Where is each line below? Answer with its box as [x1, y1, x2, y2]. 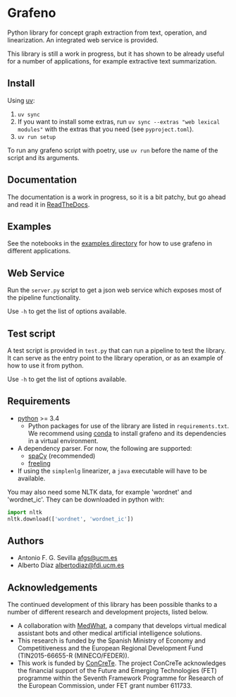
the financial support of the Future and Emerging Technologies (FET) [17, 667, 217, 675]
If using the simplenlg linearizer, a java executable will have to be [17, 466, 208, 475]
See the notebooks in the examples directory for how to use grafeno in [7, 239, 213, 248]
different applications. [7, 247, 71, 255]
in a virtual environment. [27, 436, 99, 445]
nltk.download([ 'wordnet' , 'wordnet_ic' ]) [7, 515, 134, 523]
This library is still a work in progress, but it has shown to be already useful [7, 49, 225, 58]
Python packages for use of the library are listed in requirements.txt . [27, 421, 230, 430]
